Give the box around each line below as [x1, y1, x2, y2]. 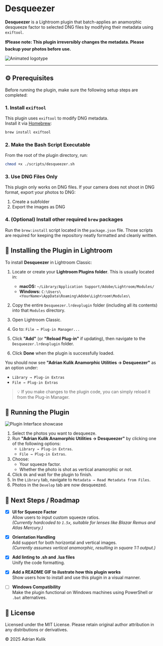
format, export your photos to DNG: [5, 189, 76, 195]
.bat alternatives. [12, 595, 47, 600]
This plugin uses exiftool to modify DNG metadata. [5, 115, 109, 121]
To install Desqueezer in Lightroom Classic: [5, 259, 92, 265]
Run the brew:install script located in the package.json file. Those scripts [5, 227, 153, 233]
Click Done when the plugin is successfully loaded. [12, 350, 115, 356]
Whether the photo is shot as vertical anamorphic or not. [19, 467, 132, 473]
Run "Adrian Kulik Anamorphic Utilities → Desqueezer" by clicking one [12, 436, 157, 442]
